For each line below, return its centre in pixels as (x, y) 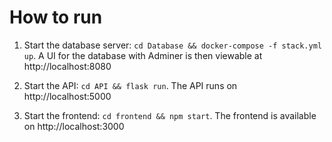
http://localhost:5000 (67, 96)
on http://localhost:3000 (74, 126)
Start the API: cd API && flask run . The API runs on (130, 85)
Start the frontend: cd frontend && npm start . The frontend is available (170, 115)
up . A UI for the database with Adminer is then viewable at (143, 55)
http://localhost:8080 (67, 66)
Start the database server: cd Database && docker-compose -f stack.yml (172, 45)
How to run (56, 17)
